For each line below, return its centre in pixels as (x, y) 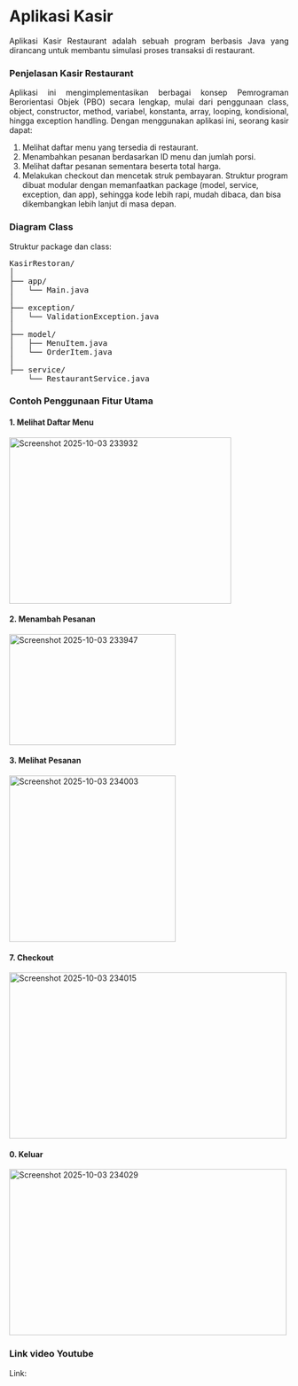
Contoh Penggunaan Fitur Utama (81, 401)
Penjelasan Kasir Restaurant (71, 73)
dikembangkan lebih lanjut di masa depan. (99, 204)
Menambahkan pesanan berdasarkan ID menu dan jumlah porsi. (139, 157)
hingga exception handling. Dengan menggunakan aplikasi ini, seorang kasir (149, 121)
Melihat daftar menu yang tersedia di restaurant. (110, 147)
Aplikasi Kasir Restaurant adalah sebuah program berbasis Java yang (149, 41)
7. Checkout (31, 957)
